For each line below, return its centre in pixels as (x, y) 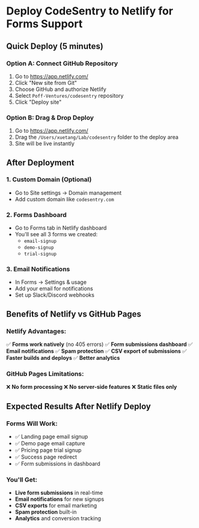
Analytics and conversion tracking (58, 518)
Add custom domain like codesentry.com (64, 199)
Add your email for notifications (54, 289)
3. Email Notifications (38, 269)
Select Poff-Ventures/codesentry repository (69, 95)
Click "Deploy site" (38, 102)
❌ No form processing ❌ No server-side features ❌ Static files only (92, 387)
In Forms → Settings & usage (51, 282)
